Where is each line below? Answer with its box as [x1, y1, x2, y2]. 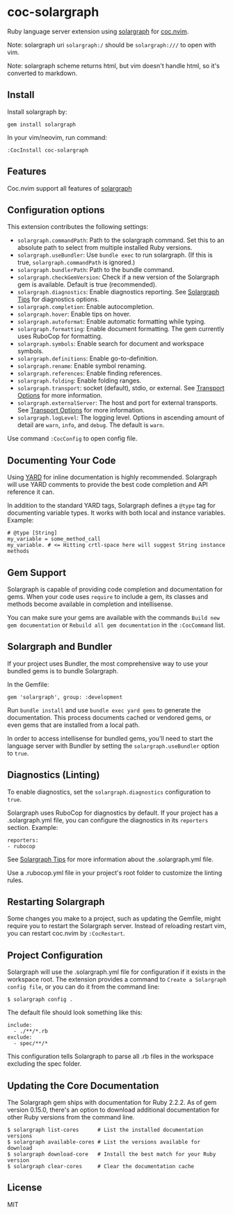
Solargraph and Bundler [7, 641, 113, 653]
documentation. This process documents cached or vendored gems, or [7, 713, 211, 721]
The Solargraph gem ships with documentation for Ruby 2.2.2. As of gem [7, 1099, 217, 1107]
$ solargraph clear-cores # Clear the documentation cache [7, 1163, 195, 1170]
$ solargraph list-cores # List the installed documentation [7, 1126, 204, 1134]
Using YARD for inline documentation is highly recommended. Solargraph [7, 473, 217, 481]
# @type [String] [7, 529, 58, 536]
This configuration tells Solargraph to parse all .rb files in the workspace [7, 1052, 214, 1061]
